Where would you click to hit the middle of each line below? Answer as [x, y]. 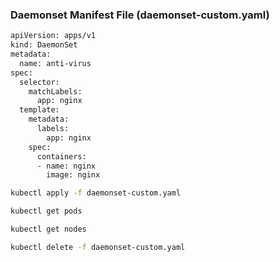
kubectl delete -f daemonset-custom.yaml [98, 247]
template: [39, 110]
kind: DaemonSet [44, 45]
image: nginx [73, 175]
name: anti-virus [55, 63]
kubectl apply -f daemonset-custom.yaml [96, 193]
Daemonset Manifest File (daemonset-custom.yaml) [140, 15]
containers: [61, 156]
